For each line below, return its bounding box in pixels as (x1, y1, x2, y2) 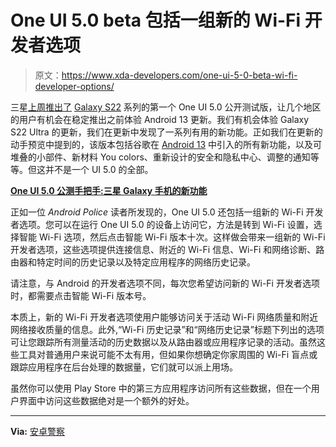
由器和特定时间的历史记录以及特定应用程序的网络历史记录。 (10, 256, 256, 268)
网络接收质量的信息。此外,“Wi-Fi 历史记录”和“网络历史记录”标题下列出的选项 (10, 323, 325, 335)
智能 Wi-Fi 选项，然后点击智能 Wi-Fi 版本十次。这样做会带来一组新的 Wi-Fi (18, 231, 326, 243)
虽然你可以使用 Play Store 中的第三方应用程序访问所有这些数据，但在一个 (10, 382, 312, 394)
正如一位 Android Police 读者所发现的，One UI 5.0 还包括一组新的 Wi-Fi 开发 (10, 206, 324, 218)
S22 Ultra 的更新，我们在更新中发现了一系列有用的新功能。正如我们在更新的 (10, 126, 323, 138)
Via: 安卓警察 (10, 425, 65, 437)
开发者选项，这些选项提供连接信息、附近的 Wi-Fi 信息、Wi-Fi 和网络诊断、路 (10, 243, 325, 255)
